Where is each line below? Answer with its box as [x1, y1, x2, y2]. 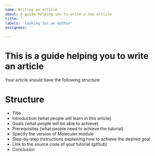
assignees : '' [5, 25, 34, 30]
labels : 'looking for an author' [5, 20, 73, 26]
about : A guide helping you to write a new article [5, 12, 112, 17]
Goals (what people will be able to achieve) [12, 120, 99, 126]
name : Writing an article [5, 7, 57, 12]
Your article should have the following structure [5, 77, 100, 83]
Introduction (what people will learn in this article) [12, 116, 112, 121]
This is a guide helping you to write [5, 51, 149, 61]
